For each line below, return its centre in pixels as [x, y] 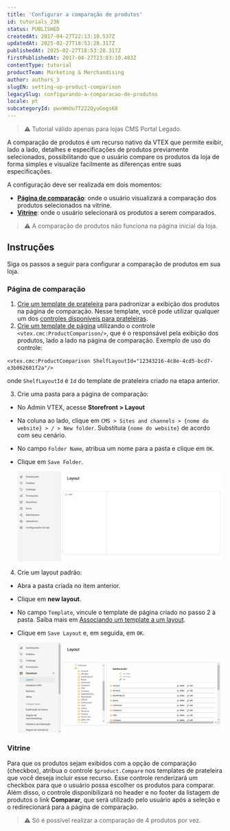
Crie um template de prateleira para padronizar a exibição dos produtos [118, 304]
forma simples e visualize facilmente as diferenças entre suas [94, 164]
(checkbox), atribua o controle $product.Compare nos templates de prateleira [115, 770]
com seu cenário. [42, 435]
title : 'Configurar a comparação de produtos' [75, 14]
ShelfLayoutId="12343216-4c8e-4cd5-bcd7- [153, 361]
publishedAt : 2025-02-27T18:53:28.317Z [64, 51]
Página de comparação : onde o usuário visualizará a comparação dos [117, 198]
